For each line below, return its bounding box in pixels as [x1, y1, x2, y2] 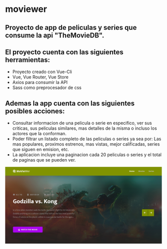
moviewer [5, 3, 47, 15]
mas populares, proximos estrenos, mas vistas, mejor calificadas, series [12, 141, 160, 147]
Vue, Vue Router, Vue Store [12, 74, 69, 80]
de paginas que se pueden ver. [12, 157, 76, 163]
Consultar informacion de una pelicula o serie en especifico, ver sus [12, 120, 152, 126]
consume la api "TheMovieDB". [5, 31, 104, 39]
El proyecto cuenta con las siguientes [5, 48, 124, 56]
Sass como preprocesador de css [12, 84, 82, 90]
